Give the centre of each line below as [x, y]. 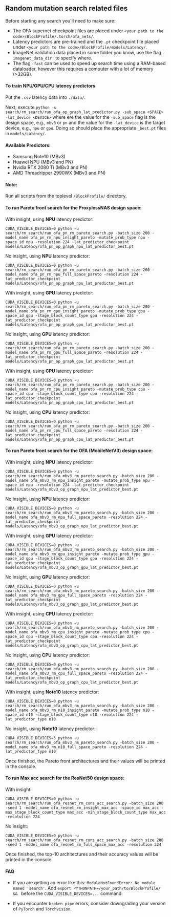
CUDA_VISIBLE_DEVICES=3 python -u [42, 738]
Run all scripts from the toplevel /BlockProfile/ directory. [66, 196]
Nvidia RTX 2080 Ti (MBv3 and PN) [50, 167]
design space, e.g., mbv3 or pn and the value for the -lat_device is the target [85, 123]
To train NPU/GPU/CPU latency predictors [50, 86]
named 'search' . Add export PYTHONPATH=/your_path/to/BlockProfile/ [87, 888]
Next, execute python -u [31, 108]
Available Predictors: [28, 145]
